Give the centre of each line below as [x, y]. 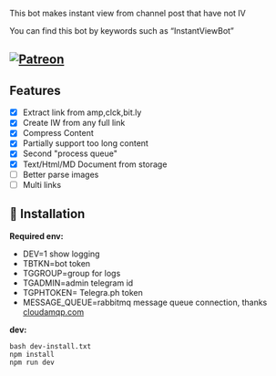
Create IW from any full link [74, 123]
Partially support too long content [85, 143]
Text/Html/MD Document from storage [95, 164]
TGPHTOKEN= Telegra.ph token [82, 292]
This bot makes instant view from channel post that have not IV [128, 13]
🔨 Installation [47, 214]
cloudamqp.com [53, 312]
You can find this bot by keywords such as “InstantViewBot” [122, 31]
